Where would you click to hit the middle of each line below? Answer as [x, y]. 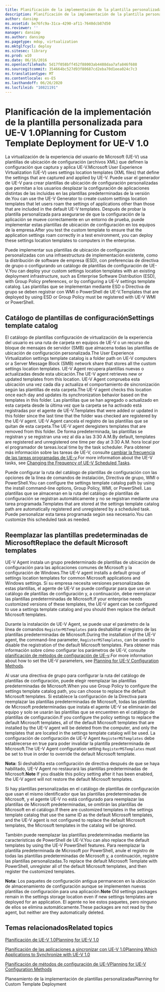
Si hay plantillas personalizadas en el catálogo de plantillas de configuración [82, 789]
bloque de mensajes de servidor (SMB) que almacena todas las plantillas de [82, 348]
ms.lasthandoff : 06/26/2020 [34, 83]
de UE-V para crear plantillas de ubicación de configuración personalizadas [82, 183]
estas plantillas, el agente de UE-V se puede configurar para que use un [78, 588]
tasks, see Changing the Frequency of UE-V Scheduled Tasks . [68, 463]
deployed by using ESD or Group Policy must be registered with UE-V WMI [81, 297]
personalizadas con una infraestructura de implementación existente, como [82, 255]
